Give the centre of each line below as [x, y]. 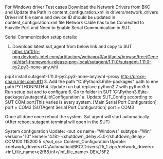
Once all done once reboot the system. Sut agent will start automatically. [78, 117]
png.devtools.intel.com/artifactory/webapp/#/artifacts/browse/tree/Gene [85, 57]
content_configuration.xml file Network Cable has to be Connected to [75, 22]
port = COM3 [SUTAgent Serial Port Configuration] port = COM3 [70, 107]
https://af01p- [26, 51]
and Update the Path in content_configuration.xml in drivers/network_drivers [82, 12]
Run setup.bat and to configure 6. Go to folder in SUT [58, 92]
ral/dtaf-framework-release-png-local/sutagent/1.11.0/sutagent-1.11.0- [82, 62]
